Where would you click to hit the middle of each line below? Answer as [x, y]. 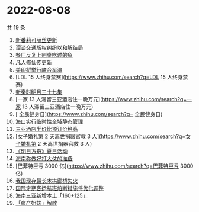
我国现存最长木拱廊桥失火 [46, 181]
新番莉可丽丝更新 [36, 40]
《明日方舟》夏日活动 [41, 151]
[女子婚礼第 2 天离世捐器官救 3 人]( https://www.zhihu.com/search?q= [100, 136]
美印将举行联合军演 [39, 69]
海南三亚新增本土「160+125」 [52, 195]
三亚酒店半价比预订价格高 [46, 129]
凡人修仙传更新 [33, 62]
